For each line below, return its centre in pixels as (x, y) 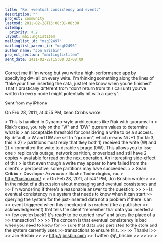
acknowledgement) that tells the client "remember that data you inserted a (79, 210)
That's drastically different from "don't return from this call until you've (76, 88)
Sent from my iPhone (26, 103)
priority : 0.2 (24, 32)
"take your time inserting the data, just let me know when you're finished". (79, 84)
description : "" (21, 14)
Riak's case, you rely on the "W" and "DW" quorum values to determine (77, 127)
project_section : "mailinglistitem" (42, 55)
